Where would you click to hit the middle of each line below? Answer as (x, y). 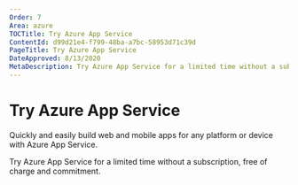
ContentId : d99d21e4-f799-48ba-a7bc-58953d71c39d (103, 42)
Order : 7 (25, 17)
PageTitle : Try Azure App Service (73, 50)
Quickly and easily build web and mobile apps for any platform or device (141, 135)
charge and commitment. (55, 171)
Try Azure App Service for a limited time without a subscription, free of (138, 161)
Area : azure (31, 26)
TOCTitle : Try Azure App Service (71, 34)
